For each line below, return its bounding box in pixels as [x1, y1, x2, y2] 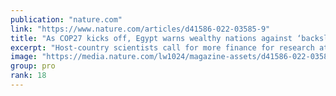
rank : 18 [10, 71, 47, 81]
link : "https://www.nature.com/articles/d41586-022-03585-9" [10, 24, 271, 34]
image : [10, 52, 38, 62]
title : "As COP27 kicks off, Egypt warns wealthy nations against [10, 33, 293, 43]
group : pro [10, 61, 56, 71]
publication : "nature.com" [10, 14, 123, 25]
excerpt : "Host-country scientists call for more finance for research [10, 42, 315, 53]
